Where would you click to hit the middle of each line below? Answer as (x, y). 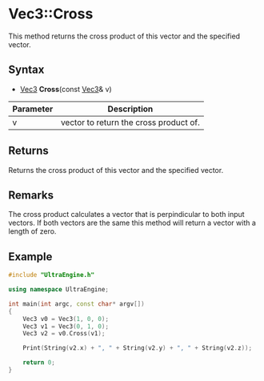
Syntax (26, 70)
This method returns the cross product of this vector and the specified (124, 36)
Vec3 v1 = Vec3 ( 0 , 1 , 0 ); (66, 326)
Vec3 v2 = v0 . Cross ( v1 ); (64, 334)
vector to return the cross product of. (130, 122)
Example (30, 257)
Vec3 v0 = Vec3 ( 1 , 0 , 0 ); (66, 319)
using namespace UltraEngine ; (59, 290)
